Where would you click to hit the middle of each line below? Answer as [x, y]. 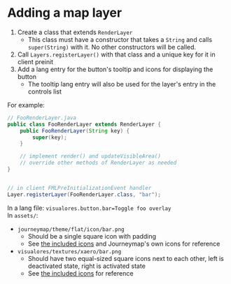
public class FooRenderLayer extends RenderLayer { [84, 124]
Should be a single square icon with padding [92, 236]
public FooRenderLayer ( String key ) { [75, 130]
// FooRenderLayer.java [42, 118]
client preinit [35, 61]
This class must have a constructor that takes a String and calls [120, 39]
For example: [26, 105]
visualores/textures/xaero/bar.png [69, 252]
